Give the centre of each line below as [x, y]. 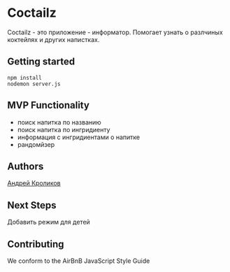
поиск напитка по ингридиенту [64, 129]
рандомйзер [36, 144]
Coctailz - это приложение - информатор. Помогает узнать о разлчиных [115, 32]
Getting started [41, 62]
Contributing [36, 244]
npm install [24, 78]
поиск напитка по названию [59, 122]
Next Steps [32, 205]
